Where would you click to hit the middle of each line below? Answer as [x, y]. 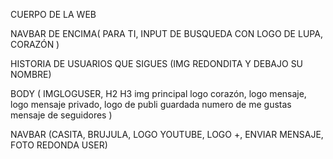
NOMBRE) [31, 74]
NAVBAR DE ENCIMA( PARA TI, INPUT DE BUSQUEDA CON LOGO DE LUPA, [166, 33]
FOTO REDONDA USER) [59, 145]
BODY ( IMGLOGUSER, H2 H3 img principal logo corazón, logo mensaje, [158, 93]
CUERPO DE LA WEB [53, 14]
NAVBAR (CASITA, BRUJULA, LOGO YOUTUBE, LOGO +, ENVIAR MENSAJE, [167, 134]
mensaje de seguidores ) [61, 115]
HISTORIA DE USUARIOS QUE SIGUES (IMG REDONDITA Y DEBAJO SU [157, 63]
